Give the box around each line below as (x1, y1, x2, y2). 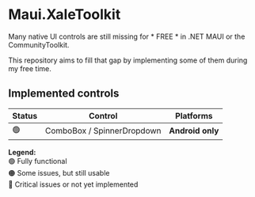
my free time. (8, 63, 51, 73)
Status (12, 110, 38, 121)
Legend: (8, 147, 36, 157)
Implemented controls (8, 87, 120, 100)
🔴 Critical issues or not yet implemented (8, 180, 139, 189)
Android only (169, 125, 219, 136)
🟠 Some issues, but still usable (8, 168, 110, 177)
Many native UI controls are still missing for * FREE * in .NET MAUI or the (8, 32, 245, 41)
